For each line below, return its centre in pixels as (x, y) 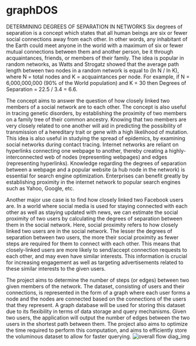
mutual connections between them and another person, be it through (90, 51)
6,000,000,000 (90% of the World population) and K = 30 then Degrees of (96, 83)
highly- (177, 150)
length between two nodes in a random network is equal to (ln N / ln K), (93, 70)
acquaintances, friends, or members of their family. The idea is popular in (95, 58)
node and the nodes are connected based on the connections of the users (96, 299)
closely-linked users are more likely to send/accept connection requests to (97, 250)
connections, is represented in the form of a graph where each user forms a (98, 292)
